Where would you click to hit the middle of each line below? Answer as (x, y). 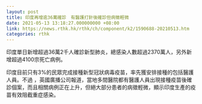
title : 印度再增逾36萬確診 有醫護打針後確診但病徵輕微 (68, 17)
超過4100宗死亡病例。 (38, 60)
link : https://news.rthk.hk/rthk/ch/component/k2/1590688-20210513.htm (98, 29)
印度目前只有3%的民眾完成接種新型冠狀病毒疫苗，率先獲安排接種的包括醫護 (100, 72)
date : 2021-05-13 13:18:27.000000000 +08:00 (63, 23)
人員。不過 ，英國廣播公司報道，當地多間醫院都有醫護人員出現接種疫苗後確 (99, 80)
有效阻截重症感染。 (35, 95)
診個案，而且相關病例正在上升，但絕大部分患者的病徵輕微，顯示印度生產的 (98, 87)
